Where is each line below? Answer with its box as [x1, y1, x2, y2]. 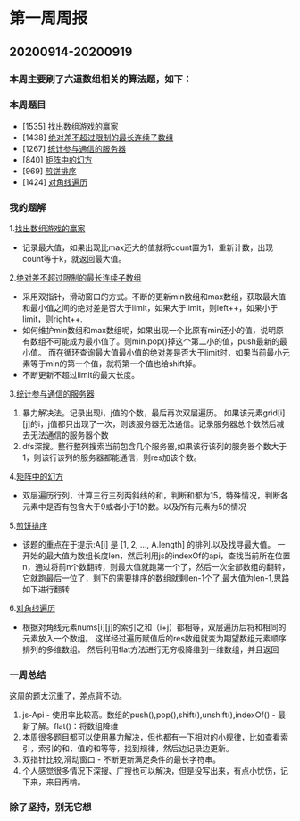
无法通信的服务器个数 [29, 430, 109, 440]
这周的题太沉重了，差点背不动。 [9, 691, 127, 701]
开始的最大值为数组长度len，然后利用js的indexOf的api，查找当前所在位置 [21, 550, 291, 561]
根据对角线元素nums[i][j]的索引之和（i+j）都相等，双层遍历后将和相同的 [21, 622, 287, 633]
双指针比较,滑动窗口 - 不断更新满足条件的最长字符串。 [21, 754, 221, 765]
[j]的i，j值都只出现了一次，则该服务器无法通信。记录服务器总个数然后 [21, 419, 277, 430]
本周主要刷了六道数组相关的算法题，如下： [9, 72, 193, 85]
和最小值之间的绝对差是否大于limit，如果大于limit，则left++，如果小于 [21, 303, 279, 314]
